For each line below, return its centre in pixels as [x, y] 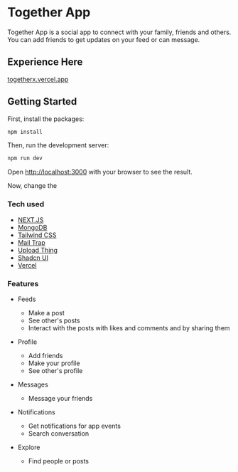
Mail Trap [31, 242]
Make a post [47, 313]
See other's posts [54, 320]
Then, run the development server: [58, 145]
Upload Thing [38, 250]
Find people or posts [59, 461]
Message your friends [60, 398]
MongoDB [32, 227]
